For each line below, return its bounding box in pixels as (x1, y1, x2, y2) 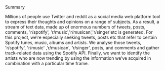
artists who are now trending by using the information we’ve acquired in (5, 55, 152, 61)
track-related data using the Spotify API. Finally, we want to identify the (5, 50, 150, 56)
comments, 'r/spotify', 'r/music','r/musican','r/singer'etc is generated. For (5, 29, 153, 35)
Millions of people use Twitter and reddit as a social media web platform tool (5, 14, 161, 19)
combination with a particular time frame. (5, 61, 89, 66)
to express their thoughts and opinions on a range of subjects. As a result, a (5, 19, 160, 24)
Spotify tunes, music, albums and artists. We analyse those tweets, (5, 40, 142, 46)
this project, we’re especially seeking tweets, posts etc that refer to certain (5, 34, 157, 40)
